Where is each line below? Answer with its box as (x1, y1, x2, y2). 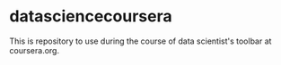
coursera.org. (9, 45, 60, 55)
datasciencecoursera (9, 6, 172, 27)
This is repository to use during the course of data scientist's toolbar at (9, 36, 272, 46)
